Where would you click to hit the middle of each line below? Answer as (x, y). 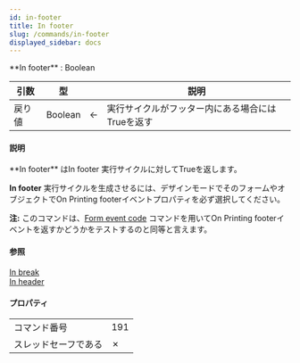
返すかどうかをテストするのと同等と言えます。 (126, 229)
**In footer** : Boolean (52, 68)
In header (27, 281)
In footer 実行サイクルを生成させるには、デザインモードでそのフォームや (144, 188)
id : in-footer (36, 17)
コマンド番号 (41, 327)
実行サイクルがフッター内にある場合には (192, 109)
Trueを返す (130, 122)
